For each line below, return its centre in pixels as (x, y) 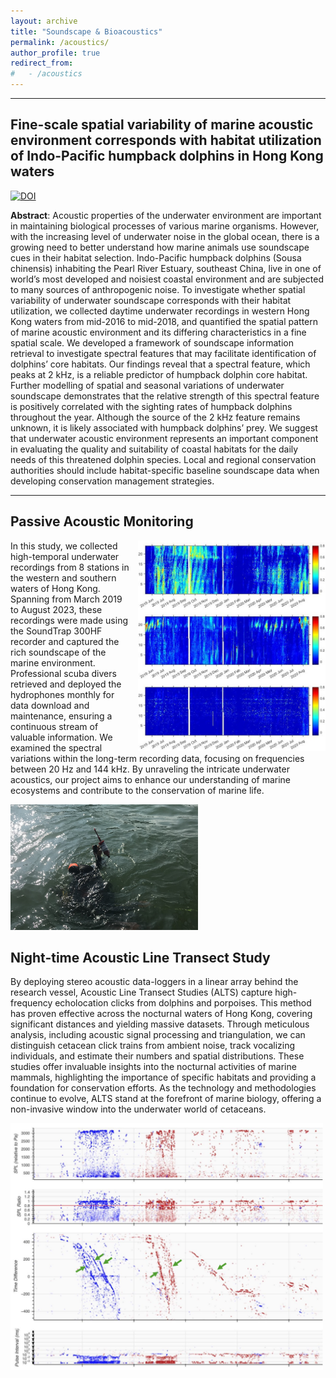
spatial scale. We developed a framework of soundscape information (152, 342)
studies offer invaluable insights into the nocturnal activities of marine (153, 1067)
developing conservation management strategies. (112, 481)
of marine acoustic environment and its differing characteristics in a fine (158, 332)
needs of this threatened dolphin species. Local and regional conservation (163, 459)
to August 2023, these (56, 609)
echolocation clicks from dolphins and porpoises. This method (183, 1003)
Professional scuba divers (63, 673)
